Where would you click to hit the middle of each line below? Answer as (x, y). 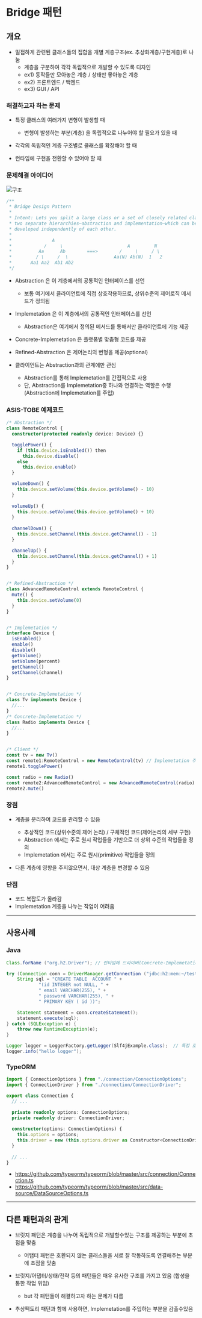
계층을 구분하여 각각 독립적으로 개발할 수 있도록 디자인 (87, 67)
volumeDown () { (31, 484)
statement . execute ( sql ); (48, 1018)
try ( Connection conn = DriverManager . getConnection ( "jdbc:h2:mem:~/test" (103, 973)
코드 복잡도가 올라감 (38, 899)
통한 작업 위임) (32, 1283)
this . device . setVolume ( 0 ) (50, 600)
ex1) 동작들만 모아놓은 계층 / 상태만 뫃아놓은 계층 (81, 75)
